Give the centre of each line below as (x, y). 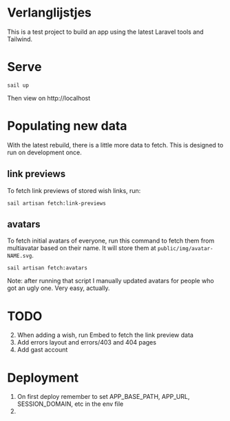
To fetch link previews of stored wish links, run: (74, 190)
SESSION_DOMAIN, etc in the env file (70, 404)
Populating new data (67, 126)
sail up (18, 85)
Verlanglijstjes (49, 13)
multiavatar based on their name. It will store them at (82, 248)
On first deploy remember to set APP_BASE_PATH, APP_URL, (103, 397)
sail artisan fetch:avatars (48, 268)
